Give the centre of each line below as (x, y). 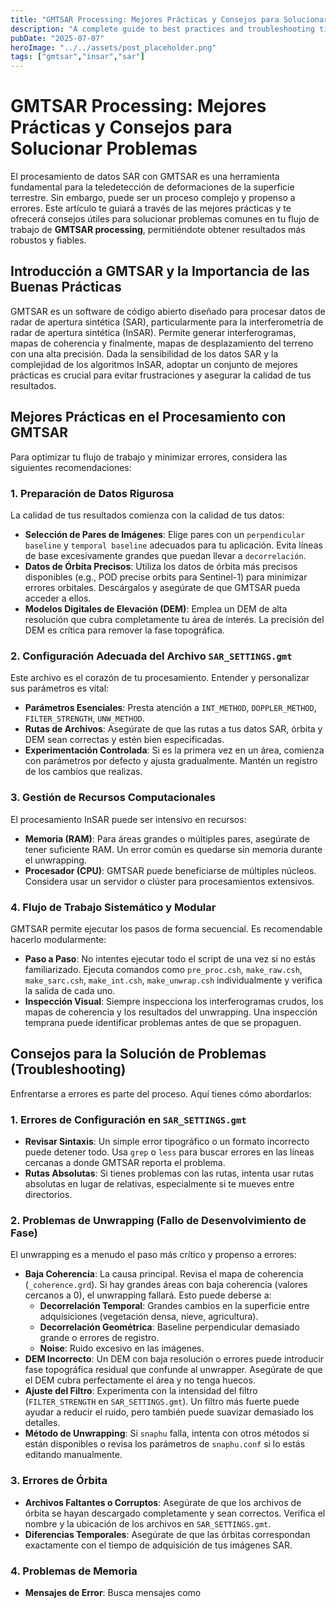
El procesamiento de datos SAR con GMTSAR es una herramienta (145, 177)
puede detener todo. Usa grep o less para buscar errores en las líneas (169, 1152)
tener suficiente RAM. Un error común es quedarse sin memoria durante (173, 849)
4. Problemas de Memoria (74, 1571)
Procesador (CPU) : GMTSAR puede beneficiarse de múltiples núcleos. (170, 870)
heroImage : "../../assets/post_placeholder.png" (113, 47)
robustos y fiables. (48, 240)
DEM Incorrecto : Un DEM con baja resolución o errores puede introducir (174, 1359)
